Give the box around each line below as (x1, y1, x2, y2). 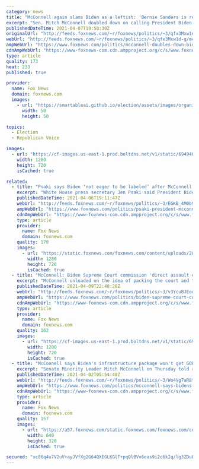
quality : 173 (6, 58, 38, 64)
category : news (6, 8, 44, 15)
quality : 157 (17, 416, 49, 422)
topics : (6, 124, 25, 130)
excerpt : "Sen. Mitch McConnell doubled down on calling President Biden (6, 20, 192, 26)
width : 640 (27, 432, 54, 438)
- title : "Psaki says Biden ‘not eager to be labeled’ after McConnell (11, 184, 192, 190)
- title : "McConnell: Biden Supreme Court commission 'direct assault (11, 272, 190, 278)
